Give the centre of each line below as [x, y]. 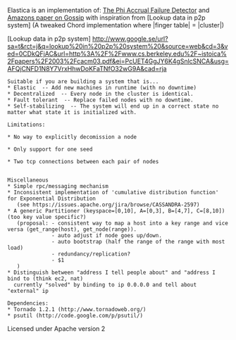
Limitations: [26, 125]
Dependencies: [28, 303]
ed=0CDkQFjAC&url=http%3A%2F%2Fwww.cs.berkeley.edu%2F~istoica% [117, 53]
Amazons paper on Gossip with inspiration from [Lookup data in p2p [106, 18]
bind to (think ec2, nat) [45, 279]
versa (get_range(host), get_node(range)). [72, 229]
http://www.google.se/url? [130, 39]
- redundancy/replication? [91, 254]
